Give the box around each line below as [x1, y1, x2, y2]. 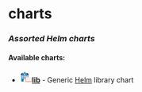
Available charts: [8, 52, 66, 62]
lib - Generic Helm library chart [31, 75, 134, 85]
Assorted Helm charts [8, 33, 95, 44]
